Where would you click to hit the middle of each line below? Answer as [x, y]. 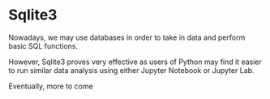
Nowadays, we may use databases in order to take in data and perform [127, 37]
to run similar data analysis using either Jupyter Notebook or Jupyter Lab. [131, 70]
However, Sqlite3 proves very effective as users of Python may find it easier [135, 62]
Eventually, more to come [51, 86]
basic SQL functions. [43, 45]
